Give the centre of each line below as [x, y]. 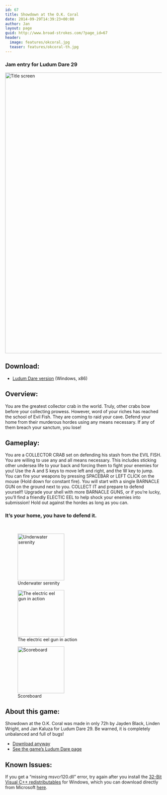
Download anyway [31, 744]
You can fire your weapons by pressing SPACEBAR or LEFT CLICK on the [80, 476]
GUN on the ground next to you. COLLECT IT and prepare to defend [75, 487]
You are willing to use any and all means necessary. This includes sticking [81, 460]
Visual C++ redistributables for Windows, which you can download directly [82, 782]
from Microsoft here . [26, 788]
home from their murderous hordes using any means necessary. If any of [80, 422]
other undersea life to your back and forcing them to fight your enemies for [82, 466]
